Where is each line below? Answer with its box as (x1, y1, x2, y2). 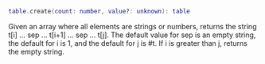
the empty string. (8, 47, 65, 56)
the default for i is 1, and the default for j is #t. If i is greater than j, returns (8, 38, 248, 47)
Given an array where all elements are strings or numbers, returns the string (8, 21, 257, 31)
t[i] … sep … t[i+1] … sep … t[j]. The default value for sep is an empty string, (8, 30, 256, 40)
